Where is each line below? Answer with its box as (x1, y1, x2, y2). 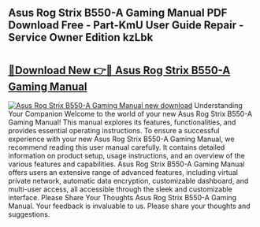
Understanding (194, 101, 243, 110)
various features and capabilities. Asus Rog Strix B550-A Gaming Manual (8, 159, 245, 169)
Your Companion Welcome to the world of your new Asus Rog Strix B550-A (8, 110, 253, 118)
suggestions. (8, 210, 50, 219)
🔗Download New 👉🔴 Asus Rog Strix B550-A (8, 63, 231, 77)
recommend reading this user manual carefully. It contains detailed (8, 143, 225, 152)
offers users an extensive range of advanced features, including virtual (8, 168, 239, 177)
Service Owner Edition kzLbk (8, 31, 154, 44)
